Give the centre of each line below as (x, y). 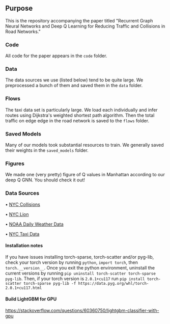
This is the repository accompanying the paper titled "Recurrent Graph (79, 20)
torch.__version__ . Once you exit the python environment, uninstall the (80, 267)
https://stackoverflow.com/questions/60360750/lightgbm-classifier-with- (82, 310)
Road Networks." (23, 31)
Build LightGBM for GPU (31, 299)
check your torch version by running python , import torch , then (72, 262)
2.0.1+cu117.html (24, 288)
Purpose (19, 8)
